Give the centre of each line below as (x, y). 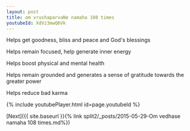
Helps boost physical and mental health (55, 63)
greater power (24, 81)
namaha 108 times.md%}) (38, 123)
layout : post (23, 12)
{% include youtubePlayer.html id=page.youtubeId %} (73, 105)
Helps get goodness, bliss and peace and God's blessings (78, 40)
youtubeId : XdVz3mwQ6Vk (36, 23)
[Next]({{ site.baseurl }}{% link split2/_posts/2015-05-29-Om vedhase (93, 116)
